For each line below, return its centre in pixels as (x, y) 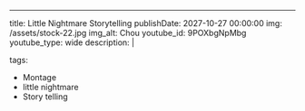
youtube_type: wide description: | (72, 42)
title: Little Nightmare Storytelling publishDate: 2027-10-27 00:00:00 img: (146, 23)
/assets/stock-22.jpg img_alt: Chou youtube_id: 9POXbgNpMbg (128, 33)
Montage (39, 77)
